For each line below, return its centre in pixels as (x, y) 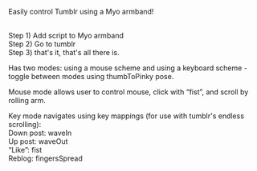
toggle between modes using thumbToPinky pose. (91, 76)
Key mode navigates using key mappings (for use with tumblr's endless (126, 116)
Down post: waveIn (40, 133)
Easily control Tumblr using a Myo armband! (81, 12)
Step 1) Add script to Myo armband (66, 36)
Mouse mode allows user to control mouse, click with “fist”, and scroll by (128, 92)
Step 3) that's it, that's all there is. (64, 52)
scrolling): (25, 124)
